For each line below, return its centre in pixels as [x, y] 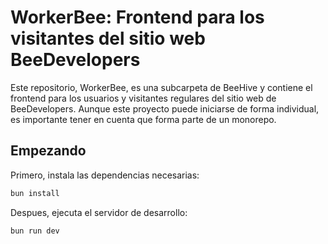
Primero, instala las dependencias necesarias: [105, 175]
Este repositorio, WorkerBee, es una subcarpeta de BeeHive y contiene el [161, 87]
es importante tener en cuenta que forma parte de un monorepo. [143, 119]
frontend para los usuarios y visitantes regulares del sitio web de [143, 98]
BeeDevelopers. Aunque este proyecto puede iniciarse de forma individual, [165, 108]
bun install [35, 193]
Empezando [48, 151]
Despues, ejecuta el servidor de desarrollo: [99, 212]
